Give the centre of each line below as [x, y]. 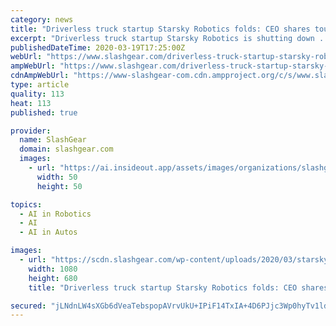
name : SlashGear [53, 140]
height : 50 [59, 186]
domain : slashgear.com [66, 149]
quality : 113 [37, 94]
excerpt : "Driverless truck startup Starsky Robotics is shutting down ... [171, 38]
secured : [28, 306]
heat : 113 [31, 103]
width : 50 [57, 177]
